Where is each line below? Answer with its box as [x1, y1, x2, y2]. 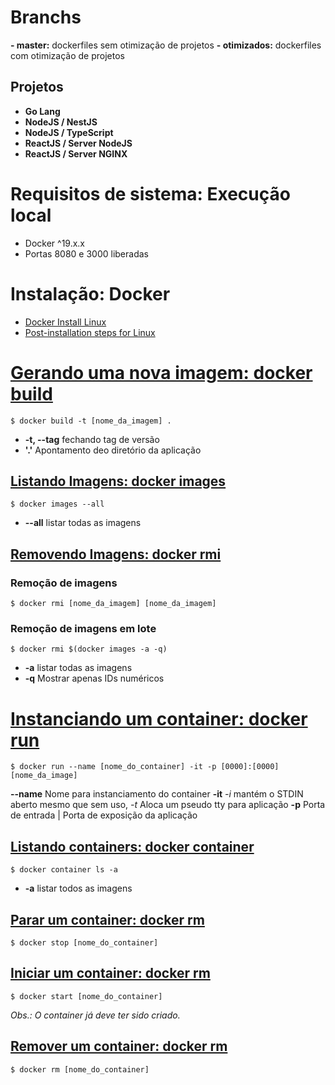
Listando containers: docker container [10, 838, 255, 855]
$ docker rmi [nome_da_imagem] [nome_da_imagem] [10, 599, 217, 609]
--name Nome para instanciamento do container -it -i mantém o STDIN [10, 788, 304, 800]
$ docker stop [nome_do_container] [10, 937, 159, 948]
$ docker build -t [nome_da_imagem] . [10, 416, 172, 426]
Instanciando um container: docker [10, 707, 308, 730]
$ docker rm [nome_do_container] [10, 1064, 150, 1075]
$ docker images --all [10, 499, 105, 510]
